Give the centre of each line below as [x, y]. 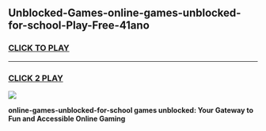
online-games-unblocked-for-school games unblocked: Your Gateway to [131, 110]
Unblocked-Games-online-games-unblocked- [125, 13]
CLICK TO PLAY [39, 48]
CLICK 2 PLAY [36, 78]
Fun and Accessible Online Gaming [67, 118]
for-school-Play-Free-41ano [79, 26]
